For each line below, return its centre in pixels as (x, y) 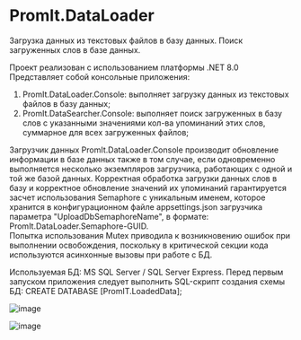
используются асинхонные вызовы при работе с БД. (111, 254)
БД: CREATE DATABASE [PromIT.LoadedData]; (96, 291)
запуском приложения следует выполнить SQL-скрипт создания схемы (147, 281)
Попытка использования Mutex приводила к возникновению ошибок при (150, 235)
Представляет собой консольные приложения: (100, 76)
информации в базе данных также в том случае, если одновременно (142, 159)
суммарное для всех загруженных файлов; (106, 132)
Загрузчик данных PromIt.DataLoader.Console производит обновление (144, 150)
